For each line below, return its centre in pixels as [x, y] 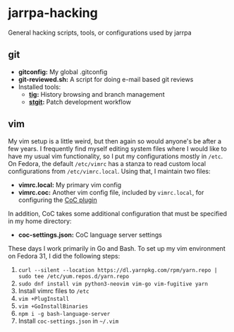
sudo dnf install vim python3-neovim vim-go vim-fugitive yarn [113, 284]
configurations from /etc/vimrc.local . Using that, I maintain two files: [109, 171]
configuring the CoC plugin [57, 200]
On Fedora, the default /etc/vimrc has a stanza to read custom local [107, 163]
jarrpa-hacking [53, 13]
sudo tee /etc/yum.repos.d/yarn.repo [74, 276]
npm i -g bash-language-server [64, 314]
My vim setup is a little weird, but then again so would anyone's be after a [115, 141]
